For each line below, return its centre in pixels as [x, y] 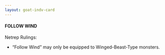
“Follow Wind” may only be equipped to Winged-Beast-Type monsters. [86, 47]
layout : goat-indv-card [30, 10]
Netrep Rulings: [21, 37]
